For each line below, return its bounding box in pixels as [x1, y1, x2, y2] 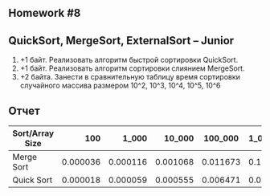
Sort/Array [12, 128, 55, 139]
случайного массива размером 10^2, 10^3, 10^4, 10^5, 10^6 [19, 80, 221, 91]
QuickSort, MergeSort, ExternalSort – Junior [8, 34, 235, 47]
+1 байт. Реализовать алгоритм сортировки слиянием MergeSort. [19, 63, 245, 73]
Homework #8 [8, 6, 81, 20]
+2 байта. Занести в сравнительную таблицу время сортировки [19, 72, 241, 82]
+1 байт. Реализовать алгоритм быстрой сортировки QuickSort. [19, 55, 239, 65]
